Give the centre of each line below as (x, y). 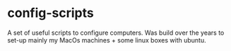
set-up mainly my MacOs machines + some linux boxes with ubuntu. (107, 40)
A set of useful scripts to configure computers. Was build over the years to (116, 33)
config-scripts (51, 13)
